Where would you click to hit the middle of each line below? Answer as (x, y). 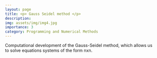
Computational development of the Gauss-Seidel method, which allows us (79, 45)
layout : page (18, 9)
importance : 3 (19, 27)
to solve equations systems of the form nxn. (49, 50)
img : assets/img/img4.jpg (31, 23)
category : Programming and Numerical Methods (51, 32)
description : (18, 18)
